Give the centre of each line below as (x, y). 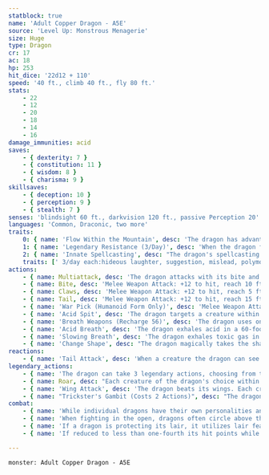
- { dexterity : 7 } (55, 157)
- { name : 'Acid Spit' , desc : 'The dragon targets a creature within (141, 314)
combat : (21, 404)
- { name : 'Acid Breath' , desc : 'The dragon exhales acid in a (130, 329)
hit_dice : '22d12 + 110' (50, 75)
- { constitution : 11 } (62, 165)
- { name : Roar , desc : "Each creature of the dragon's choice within (141, 381)
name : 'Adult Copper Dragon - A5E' (68, 23)
